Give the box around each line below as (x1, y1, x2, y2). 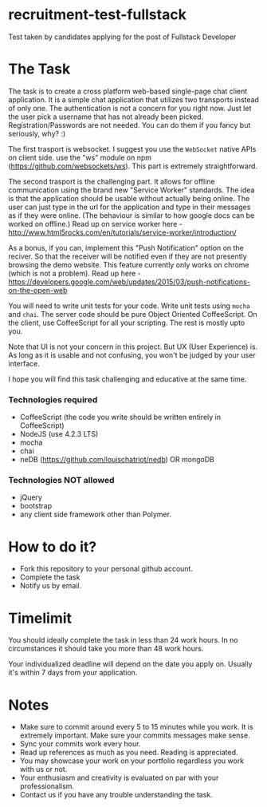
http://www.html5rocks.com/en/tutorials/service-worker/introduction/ (8, 227, 237, 237)
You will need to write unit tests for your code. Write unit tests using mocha (8, 301, 250, 311)
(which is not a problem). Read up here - (8, 268, 141, 278)
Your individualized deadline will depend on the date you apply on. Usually (8, 659, 253, 669)
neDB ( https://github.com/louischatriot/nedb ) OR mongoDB (19, 455, 215, 465)
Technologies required (8, 394, 98, 405)
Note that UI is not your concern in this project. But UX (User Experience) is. (8, 342, 258, 351)
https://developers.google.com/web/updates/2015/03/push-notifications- (8, 277, 251, 287)
